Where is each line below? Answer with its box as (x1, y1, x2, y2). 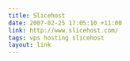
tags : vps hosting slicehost (8, 33, 105, 42)
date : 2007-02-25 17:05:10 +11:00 (8, 19, 123, 27)
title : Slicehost (8, 11, 66, 20)
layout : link (8, 41, 52, 49)
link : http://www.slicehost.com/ (8, 26, 119, 34)
